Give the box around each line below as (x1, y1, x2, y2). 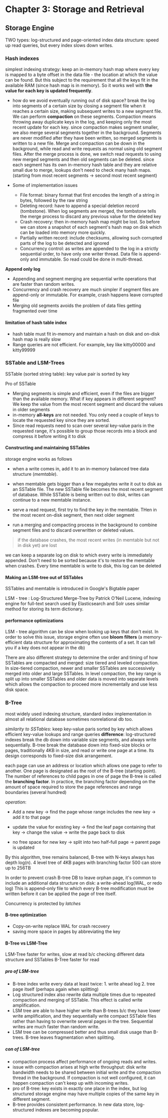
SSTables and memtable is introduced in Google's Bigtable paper (5, 586, 139, 592)
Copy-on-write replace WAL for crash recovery (12, 923, 110, 929)
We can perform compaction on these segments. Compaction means (12, 113, 156, 119)
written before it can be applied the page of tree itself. (5, 891, 117, 897)
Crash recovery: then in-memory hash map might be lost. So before (20, 219, 160, 225)
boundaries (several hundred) (5, 789, 67, 795)
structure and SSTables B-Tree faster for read (5, 957, 99, 963)
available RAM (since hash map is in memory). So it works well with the (5, 82, 153, 89)
